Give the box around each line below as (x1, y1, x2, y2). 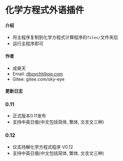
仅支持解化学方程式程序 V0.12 (12, 143, 73, 150)
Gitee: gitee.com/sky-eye (12, 76, 65, 82)
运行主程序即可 (12, 40, 43, 46)
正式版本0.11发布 (12, 113, 46, 119)
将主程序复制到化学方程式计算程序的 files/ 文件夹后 (12, 34, 118, 40)
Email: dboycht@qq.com (12, 70, 63, 76)
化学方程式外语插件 (5, 4, 84, 16)
